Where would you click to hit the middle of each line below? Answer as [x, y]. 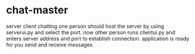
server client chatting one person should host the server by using [85, 26]
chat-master [37, 10]
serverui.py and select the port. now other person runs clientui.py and [90, 32]
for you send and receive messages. [50, 45]
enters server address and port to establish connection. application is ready [98, 38]
